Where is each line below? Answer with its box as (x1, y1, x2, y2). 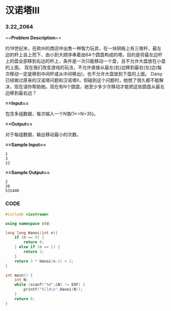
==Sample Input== (5, 141, 46, 148)
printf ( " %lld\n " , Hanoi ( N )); (23, 287, 83, 292)
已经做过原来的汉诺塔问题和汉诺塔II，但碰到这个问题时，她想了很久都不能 (5, 77, 159, 83)
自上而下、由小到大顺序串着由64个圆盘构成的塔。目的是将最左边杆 (22, 52, 163, 58)
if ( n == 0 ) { (14, 235, 44, 240)
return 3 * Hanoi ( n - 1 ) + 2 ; (14, 258, 74, 264)
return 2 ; (23, 249, 44, 254)
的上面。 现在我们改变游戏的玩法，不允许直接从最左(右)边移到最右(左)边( (5, 64, 158, 70)
